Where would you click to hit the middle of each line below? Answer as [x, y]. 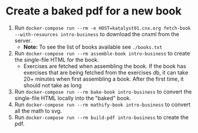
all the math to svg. [38, 111]
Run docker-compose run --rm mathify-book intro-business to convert [102, 104]
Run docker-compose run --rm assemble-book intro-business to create [102, 53]
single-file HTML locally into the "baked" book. [72, 98]
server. [23, 40]
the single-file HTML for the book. [56, 60]
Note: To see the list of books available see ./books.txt [93, 47]
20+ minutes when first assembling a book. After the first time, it [104, 79]
